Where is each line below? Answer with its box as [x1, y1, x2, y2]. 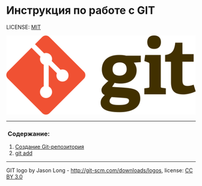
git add [14, 149, 33, 157]
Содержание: [7, 130, 50, 138]
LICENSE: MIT [6, 23, 41, 31]
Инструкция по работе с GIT [6, 4, 155, 17]
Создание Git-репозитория [14, 143, 84, 150]
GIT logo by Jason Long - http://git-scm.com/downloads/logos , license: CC [6, 166, 194, 174]
